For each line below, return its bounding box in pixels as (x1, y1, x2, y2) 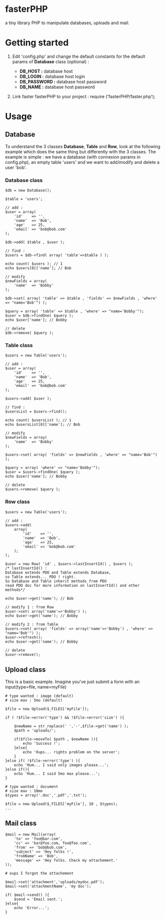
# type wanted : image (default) (5, 693, 74, 698)
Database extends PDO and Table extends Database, (5, 570, 111, 575)
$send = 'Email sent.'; (14, 897, 63, 902)
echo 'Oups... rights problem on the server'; (23, 749, 120, 755)
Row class (5, 498, 31, 505)
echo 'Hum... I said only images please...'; (14, 763, 109, 767)
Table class (5, 342, 33, 349)
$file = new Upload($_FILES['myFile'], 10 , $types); (5, 801, 118, 806)
